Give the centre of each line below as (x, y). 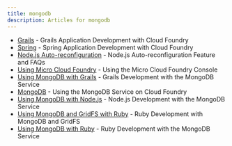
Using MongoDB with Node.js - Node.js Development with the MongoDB (121, 99)
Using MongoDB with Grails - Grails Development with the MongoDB (116, 76)
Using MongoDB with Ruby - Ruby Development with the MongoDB (114, 129)
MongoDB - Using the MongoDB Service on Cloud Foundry (102, 92)
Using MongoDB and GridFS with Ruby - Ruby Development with (110, 114)
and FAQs (31, 62)
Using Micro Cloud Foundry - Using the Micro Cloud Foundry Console (117, 70)
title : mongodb (29, 14)
